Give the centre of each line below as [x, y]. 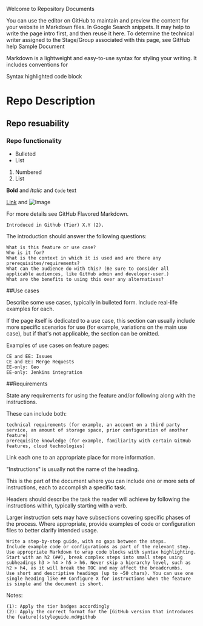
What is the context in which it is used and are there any [84, 258]
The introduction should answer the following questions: [77, 236]
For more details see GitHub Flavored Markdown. [68, 214]
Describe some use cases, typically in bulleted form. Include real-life [92, 302]
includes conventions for [37, 64]
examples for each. [30, 309]
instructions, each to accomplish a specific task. [67, 487]
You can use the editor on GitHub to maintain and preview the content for [98, 20]
